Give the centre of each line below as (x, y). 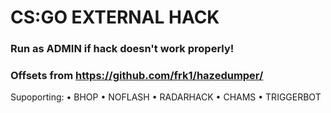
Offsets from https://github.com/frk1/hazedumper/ (137, 76)
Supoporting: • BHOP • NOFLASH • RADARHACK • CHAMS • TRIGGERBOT (166, 97)
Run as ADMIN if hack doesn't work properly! (122, 49)
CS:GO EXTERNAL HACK (115, 17)
